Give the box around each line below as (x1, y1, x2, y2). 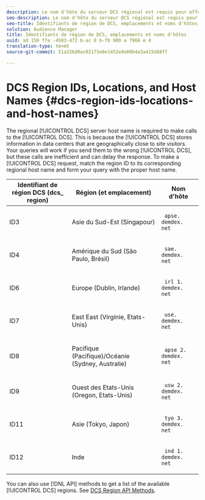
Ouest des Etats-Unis (71, 383, 134, 392)
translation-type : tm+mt (6, 44, 70, 50)
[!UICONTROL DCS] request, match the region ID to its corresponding (6, 159, 181, 167)
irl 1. (164, 278, 184, 285)
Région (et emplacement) (76, 188, 151, 197)
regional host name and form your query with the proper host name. (6, 166, 178, 173)
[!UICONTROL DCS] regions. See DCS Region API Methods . (6, 487, 156, 494)
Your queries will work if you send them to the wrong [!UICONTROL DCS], (6, 146, 192, 154)
